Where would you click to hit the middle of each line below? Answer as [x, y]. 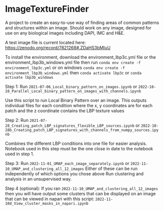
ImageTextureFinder [47, 9]
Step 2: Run [17, 120]
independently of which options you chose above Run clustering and [74, 174]
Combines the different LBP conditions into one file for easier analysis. [76, 143]
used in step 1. [20, 154]
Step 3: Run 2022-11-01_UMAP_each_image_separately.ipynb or [67, 163]
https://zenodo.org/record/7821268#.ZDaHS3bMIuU [58, 47]
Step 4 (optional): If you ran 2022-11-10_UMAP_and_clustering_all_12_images [82, 188]
